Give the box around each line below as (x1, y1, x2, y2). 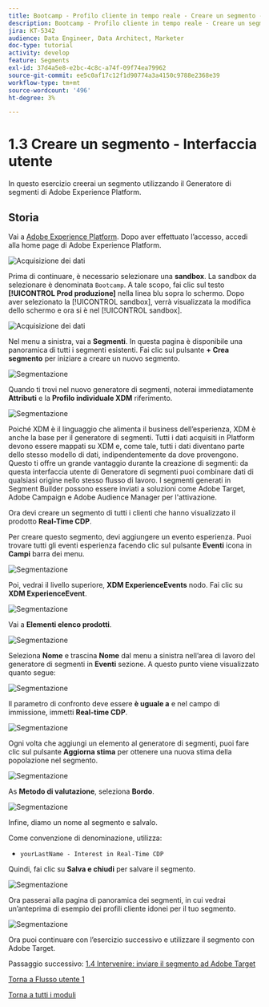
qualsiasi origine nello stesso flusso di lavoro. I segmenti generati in (8, 475, 231, 485)
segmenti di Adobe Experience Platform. (8, 188, 142, 197)
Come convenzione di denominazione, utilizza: (8, 833, 163, 843)
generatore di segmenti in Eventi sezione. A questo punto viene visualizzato (8, 659, 259, 669)
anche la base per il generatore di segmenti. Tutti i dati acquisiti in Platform (8, 433, 255, 442)
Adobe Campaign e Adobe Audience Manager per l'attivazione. (8, 492, 218, 502)
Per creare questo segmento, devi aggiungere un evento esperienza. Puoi (8, 532, 252, 541)
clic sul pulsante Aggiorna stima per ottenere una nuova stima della (8, 747, 232, 756)
